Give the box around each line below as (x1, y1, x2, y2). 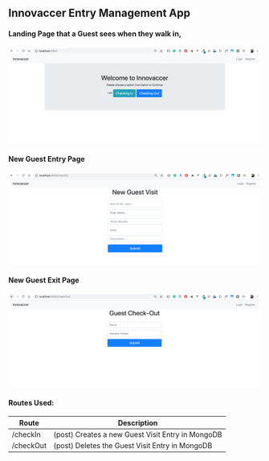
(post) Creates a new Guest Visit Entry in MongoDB (53, 430, 222, 439)
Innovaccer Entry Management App (8, 6, 191, 20)
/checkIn (11, 430, 42, 439)
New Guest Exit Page (8, 275, 79, 285)
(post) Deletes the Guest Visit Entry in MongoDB (53, 441, 213, 451)
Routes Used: (8, 397, 55, 407)
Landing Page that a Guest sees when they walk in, (8, 28, 182, 39)
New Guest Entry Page (8, 154, 86, 163)
